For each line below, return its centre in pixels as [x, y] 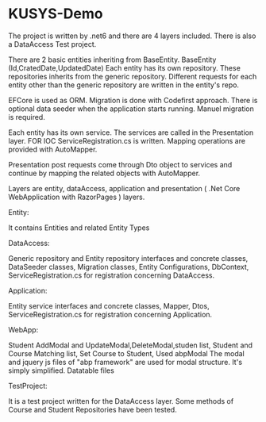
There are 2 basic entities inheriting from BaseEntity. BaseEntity [112, 59]
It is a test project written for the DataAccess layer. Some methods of [121, 401]
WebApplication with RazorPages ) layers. [77, 197]
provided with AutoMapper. [53, 149]
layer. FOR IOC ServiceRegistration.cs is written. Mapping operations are [127, 140]
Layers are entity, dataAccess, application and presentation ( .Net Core [124, 188]
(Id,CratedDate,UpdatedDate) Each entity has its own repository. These [124, 67]
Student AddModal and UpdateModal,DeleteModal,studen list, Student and [130, 345]
